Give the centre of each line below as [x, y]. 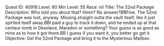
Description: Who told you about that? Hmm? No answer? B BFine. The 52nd [81, 12]
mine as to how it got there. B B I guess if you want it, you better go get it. [78, 33]
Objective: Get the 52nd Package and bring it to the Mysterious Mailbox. [78, 38]
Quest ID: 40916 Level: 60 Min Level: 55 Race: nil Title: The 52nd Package [80, 7]
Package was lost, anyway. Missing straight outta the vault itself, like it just [80, 17]
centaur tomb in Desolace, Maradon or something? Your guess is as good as [82, 28]
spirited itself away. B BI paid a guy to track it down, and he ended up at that [81, 23]
